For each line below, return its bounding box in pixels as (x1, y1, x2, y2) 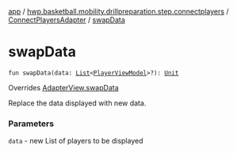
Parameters (8, 118, 54, 129)
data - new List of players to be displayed (8, 136, 143, 146)
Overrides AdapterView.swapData (8, 82, 119, 92)
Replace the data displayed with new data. (8, 98, 147, 108)
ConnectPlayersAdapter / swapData (8, 15, 125, 25)
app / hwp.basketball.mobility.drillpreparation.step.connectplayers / (8, 7, 229, 16)
